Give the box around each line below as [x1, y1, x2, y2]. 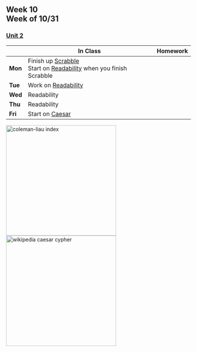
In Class [78, 47, 101, 55]
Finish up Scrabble [28, 57, 80, 65]
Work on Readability [28, 81, 83, 89]
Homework [157, 47, 188, 55]
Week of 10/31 [6, 14, 59, 24]
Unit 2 [6, 32, 23, 40]
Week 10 [6, 5, 38, 15]
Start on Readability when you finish [28, 64, 127, 72]
